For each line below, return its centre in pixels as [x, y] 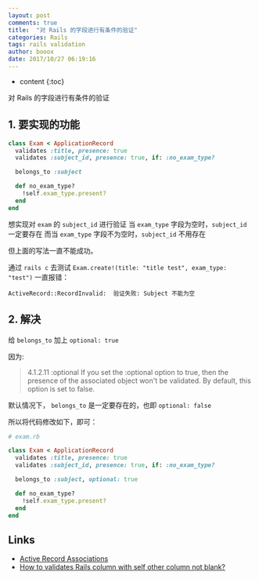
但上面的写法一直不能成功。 [53, 250]
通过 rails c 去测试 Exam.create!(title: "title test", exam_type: [117, 267]
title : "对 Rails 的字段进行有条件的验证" [73, 30]
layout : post [29, 15]
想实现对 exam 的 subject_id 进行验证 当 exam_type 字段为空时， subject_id [128, 224]
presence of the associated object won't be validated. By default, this [139, 381]
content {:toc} [42, 81]
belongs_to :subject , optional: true [77, 479]
